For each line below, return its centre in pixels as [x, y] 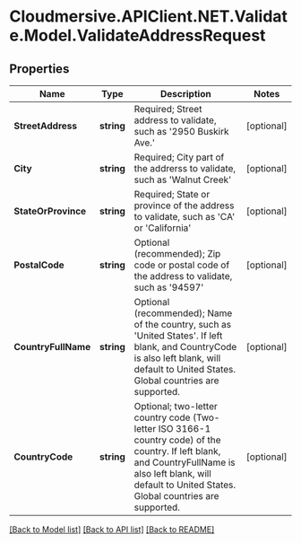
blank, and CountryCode [185, 347]
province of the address [184, 206]
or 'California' [163, 228]
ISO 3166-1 [185, 429]
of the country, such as [182, 324]
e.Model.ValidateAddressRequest [138, 35]
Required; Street [168, 109]
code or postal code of [182, 265]
